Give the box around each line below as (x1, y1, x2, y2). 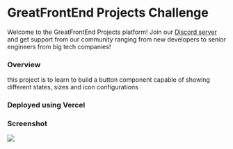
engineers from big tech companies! (7, 42, 111, 51)
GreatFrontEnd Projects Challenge (7, 5, 209, 21)
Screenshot (7, 119, 47, 129)
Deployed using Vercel (7, 100, 86, 110)
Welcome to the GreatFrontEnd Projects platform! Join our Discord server (7, 28, 218, 36)
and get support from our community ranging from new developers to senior (7, 35, 226, 43)
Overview (7, 60, 41, 69)
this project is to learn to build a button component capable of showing (7, 76, 211, 84)
